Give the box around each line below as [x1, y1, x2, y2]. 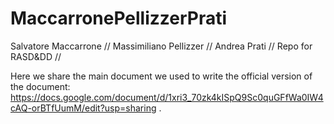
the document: [10, 80, 71, 92]
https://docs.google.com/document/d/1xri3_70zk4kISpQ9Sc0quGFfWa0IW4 [10, 91, 324, 103]
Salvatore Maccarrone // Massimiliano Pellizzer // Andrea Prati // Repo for [10, 40, 313, 52]
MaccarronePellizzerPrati [10, 7, 228, 30]
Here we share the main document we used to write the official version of [10, 70, 313, 82]
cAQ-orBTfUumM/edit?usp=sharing [10, 102, 157, 114]
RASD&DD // [10, 50, 62, 62]
